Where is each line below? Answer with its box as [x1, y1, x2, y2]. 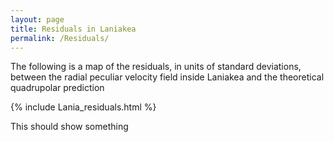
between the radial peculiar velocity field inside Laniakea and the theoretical [10, 71, 325, 83]
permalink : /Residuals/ [10, 33, 110, 43]
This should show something [10, 121, 129, 133]
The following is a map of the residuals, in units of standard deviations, [10, 61, 302, 73]
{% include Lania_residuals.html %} [10, 101, 157, 113]
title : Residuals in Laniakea [10, 24, 137, 34]
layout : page [10, 14, 65, 25]
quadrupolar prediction [10, 82, 105, 94]
